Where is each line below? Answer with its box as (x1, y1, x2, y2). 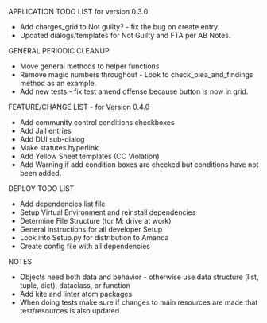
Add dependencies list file (19, 199, 106, 208)
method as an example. (19, 79, 97, 88)
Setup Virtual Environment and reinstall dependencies (19, 208, 196, 217)
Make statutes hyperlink (19, 143, 99, 152)
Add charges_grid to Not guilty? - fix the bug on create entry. (19, 22, 220, 31)
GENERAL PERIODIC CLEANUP (8, 46, 110, 55)
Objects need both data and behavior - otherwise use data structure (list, (19, 272, 259, 282)
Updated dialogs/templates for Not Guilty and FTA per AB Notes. (19, 31, 231, 40)
